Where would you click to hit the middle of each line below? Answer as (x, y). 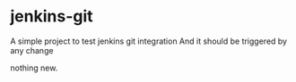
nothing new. (34, 68)
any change (32, 50)
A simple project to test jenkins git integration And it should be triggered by (149, 41)
